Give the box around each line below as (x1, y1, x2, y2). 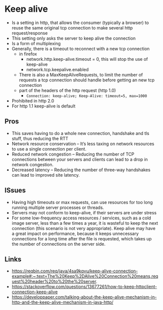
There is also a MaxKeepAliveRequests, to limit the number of (19, 72, 143, 77)
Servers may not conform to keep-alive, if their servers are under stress (11, 209, 157, 215)
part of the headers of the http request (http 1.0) (19, 87, 116, 93)
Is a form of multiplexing (11, 40, 61, 46)
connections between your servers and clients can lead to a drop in (11, 156, 148, 162)
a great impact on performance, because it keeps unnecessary (11, 231, 139, 236)
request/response (11, 30, 48, 36)
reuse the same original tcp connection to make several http (11, 25, 133, 30)
